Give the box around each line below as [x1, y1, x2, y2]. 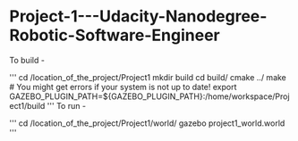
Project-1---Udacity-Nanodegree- [9, 6, 268, 27]
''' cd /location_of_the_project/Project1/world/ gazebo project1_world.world [9, 118, 285, 129]
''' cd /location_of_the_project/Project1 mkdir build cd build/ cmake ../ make [9, 71, 286, 82]
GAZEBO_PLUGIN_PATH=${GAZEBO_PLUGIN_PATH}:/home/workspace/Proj [9, 91, 290, 102]
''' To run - [47, 100, 87, 111]
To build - [9, 54, 45, 65]
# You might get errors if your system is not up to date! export [9, 81, 237, 92]
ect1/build [9, 100, 46, 111]
